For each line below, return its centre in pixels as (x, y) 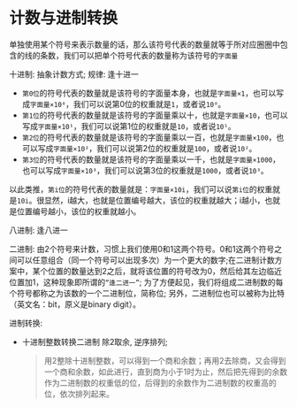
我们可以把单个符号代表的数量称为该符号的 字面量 (151, 55)
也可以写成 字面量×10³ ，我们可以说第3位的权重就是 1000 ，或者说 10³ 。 (145, 170)
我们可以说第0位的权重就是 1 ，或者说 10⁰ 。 (150, 104)
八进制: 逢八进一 (38, 230)
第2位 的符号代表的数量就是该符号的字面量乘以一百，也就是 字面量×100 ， (149, 137)
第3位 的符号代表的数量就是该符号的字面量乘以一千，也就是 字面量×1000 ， (151, 159)
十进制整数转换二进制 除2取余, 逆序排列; (95, 342)
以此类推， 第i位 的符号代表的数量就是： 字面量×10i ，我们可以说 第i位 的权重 (141, 189)
